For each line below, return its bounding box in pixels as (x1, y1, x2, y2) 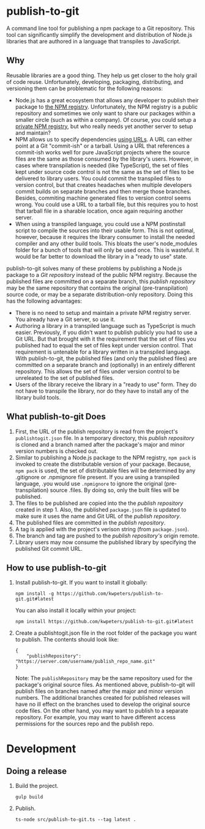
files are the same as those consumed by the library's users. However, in (15, 155, 199, 162)
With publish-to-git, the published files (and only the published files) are (15, 354, 197, 362)
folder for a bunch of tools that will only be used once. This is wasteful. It (15, 246, 199, 254)
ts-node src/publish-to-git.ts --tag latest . (15, 817, 136, 823)
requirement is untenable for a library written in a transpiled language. (15, 348, 192, 355)
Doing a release (6, 766, 67, 776)
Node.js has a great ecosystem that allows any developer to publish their (15, 96, 199, 104)
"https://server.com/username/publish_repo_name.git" (15, 659, 155, 665)
